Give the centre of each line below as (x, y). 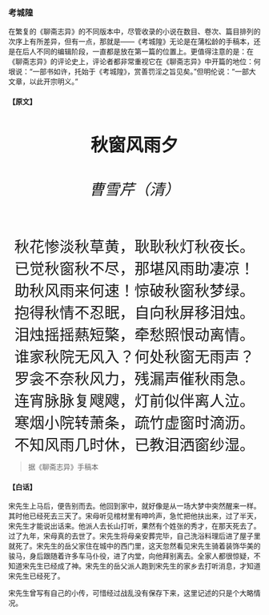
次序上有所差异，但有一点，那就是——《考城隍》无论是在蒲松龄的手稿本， (131, 42)
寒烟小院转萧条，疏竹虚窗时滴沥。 (134, 422)
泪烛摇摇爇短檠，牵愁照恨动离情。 (134, 334)
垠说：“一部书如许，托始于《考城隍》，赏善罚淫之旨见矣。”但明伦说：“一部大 (132, 72)
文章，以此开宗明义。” (43, 82)
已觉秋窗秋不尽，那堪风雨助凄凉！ (134, 268)
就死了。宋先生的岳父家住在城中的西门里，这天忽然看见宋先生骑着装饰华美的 (134, 546)
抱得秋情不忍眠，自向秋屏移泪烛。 (134, 312)
